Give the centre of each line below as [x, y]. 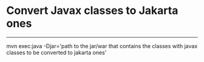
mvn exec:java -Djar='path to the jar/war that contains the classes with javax [102, 46]
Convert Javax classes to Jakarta [92, 11]
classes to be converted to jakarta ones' [56, 52]
